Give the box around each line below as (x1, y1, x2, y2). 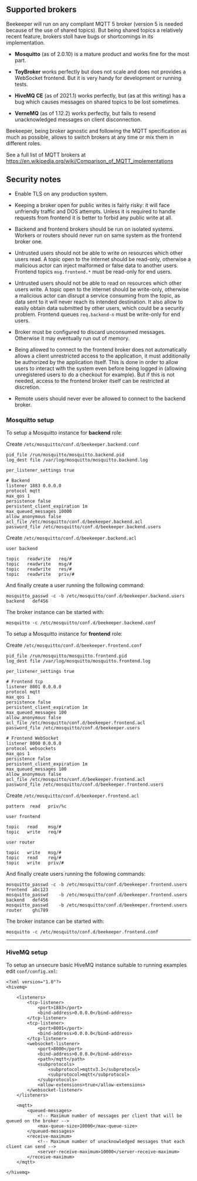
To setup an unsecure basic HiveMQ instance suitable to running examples (6, 962, 187, 969)
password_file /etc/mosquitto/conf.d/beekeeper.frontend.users (6, 782, 164, 788)
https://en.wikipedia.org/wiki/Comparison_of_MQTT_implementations (6, 157, 174, 164)
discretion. (14, 383, 41, 391)
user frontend (6, 813, 41, 819)
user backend (6, 545, 38, 552)
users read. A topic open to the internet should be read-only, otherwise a (14, 255, 191, 262)
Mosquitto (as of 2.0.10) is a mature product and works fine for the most (14, 50, 189, 58)
